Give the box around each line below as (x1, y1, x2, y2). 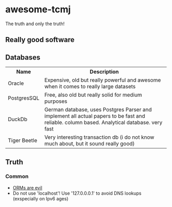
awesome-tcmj (5, 4, 71, 15)
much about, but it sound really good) (44, 140, 135, 147)
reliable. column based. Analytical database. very (44, 119, 163, 126)
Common (5, 173, 29, 180)
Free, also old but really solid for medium (44, 91, 142, 99)
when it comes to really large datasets (44, 83, 136, 90)
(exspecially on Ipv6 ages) (12, 195, 69, 201)
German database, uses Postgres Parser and (44, 106, 152, 114)
